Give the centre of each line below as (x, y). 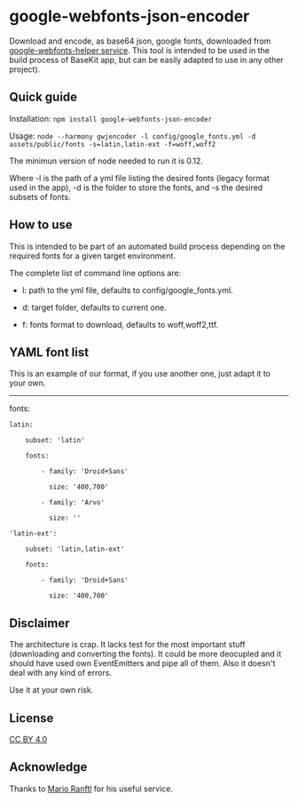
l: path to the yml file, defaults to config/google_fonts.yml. (127, 290)
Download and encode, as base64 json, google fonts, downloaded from (140, 41)
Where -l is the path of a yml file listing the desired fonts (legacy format (140, 178)
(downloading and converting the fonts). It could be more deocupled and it (145, 654)
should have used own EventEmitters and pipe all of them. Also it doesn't (142, 663)
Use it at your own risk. (51, 690)
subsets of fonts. (40, 196)
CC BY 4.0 (28, 739)
